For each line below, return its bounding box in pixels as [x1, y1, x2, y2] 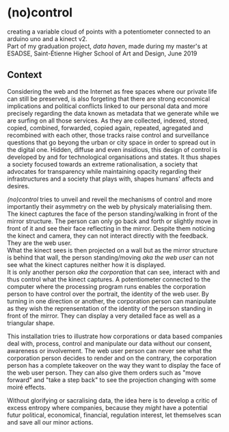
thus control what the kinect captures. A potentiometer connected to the [7, 275, 211, 283]
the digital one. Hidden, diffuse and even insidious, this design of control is [7, 145, 217, 153]
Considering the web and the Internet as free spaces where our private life [7, 87, 217, 95]
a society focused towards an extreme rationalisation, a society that [7, 160, 198, 168]
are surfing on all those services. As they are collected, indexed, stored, [7, 116, 210, 125]
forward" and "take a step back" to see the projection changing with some [7, 375, 217, 384]
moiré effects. [7, 383, 46, 391]
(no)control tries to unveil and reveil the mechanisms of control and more [7, 195, 213, 203]
